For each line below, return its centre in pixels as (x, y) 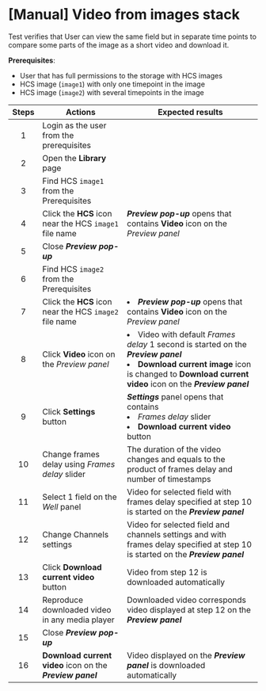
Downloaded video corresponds (186, 600)
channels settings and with (177, 534)
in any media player (78, 620)
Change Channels (76, 534)
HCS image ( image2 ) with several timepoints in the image (112, 92)
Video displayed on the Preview (186, 655)
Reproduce (63, 600)
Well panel (62, 506)
